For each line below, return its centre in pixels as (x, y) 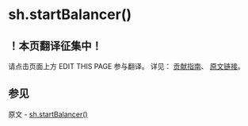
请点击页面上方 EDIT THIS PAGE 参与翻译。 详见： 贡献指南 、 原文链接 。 (127, 66)
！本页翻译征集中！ (55, 46)
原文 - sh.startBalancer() (48, 114)
